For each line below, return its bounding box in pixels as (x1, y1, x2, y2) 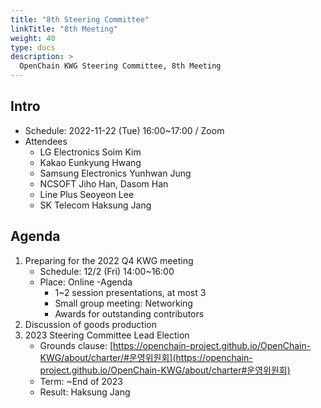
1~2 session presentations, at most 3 (54, 286, 207, 298)
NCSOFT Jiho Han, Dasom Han (39, 177, 169, 190)
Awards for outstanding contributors (54, 307, 205, 320)
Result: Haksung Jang (39, 386, 131, 398)
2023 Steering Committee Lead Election (24, 329, 190, 341)
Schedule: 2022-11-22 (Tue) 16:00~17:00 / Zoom (24, 124, 225, 136)
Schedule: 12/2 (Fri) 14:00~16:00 (39, 265, 175, 277)
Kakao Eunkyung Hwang (39, 156, 142, 168)
